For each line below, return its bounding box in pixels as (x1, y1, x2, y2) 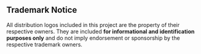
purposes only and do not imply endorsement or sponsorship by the (6, 34, 180, 42)
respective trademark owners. (6, 40, 83, 48)
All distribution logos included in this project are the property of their (6, 21, 180, 28)
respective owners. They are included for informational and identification (6, 28, 195, 35)
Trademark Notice (6, 5, 77, 15)
